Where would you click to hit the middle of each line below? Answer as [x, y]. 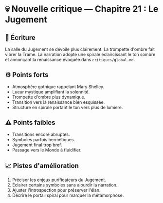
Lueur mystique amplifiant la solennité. [51, 92]
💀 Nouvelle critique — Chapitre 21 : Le [82, 9]
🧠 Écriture [20, 37]
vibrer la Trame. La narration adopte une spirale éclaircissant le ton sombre [80, 54]
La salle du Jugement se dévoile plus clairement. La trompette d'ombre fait [80, 49]
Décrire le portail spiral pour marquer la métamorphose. [68, 195]
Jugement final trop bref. [37, 145]
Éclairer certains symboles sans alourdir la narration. [65, 185]
